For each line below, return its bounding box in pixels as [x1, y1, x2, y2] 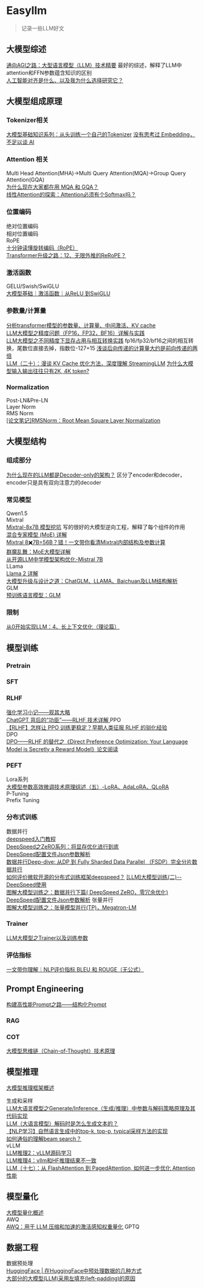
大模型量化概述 [6, 1209, 44, 1216]
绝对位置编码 [6, 223, 38, 230]
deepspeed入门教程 [6, 835, 56, 843]
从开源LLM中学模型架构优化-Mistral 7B [6, 555, 103, 563]
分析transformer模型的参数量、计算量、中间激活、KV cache [6, 321, 156, 329]
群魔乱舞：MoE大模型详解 [6, 548, 71, 555]
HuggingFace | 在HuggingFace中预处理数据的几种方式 [6, 1267, 142, 1275]
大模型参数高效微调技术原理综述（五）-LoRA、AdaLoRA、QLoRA [6, 783, 169, 791]
